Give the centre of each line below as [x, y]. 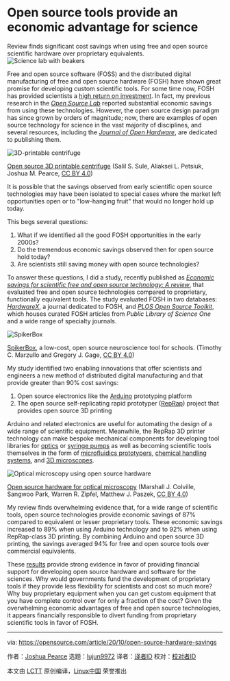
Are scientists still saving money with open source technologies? [108, 264]
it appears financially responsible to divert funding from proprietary [102, 615]
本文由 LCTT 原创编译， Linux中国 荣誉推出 [67, 671]
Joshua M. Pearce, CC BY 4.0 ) [50, 173]
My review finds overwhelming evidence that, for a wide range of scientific [113, 507]
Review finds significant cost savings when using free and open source [107, 46]
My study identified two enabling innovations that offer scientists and [104, 368]
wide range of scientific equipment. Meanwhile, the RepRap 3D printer [106, 431]
